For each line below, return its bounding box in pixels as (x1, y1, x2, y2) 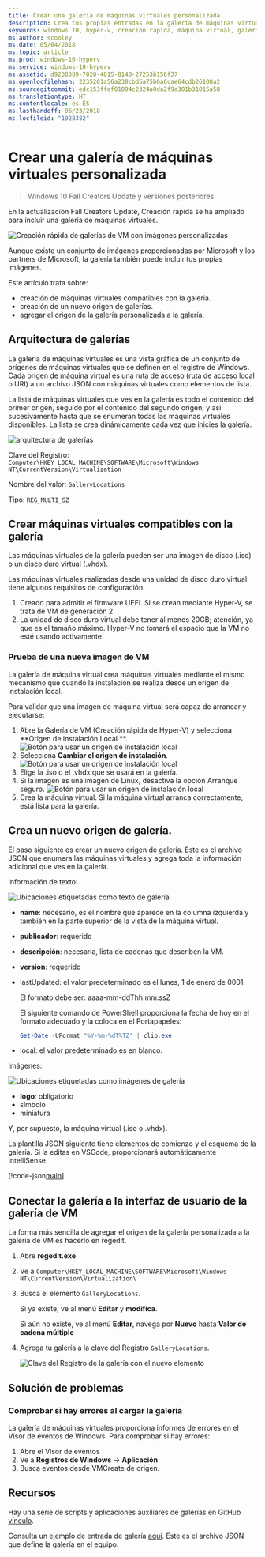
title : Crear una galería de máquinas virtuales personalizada (8, 11, 221, 20)
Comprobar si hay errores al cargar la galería (8, 1404, 183, 1416)
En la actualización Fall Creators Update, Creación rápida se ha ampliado (8, 206, 244, 216)
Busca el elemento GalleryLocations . (19, 1289, 140, 1299)
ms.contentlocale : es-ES (8, 100, 90, 107)
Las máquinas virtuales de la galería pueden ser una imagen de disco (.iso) (8, 551, 252, 560)
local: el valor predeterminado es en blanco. (19, 1046, 163, 1055)
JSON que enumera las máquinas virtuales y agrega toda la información (8, 853, 242, 862)
